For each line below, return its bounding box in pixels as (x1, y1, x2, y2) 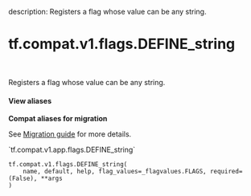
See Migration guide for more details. (8, 129, 132, 139)
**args (40, 174, 63, 183)
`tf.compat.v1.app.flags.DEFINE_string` (8, 145, 136, 155)
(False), (8, 174, 38, 183)
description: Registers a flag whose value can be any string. (8, 7, 207, 16)
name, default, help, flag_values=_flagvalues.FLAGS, (23, 168, 207, 176)
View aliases (8, 96, 52, 105)
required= (209, 168, 243, 176)
